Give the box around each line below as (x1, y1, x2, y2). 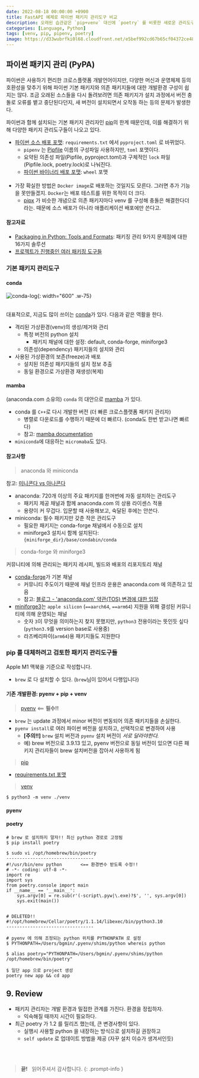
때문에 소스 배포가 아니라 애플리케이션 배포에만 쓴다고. (36, 204, 162, 211)
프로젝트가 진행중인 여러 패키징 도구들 (14, 248, 102, 255)
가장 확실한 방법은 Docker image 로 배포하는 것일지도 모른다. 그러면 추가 (14, 182, 179, 189)
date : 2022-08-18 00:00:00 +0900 (6, 8, 89, 15)
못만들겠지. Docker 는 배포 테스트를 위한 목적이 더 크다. (21, 189, 146, 196)
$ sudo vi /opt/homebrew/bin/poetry (6, 850, 97, 856)
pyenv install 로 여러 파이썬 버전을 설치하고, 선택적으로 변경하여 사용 (14, 725, 176, 732)
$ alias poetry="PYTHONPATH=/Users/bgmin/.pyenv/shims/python (6, 951, 163, 957)
